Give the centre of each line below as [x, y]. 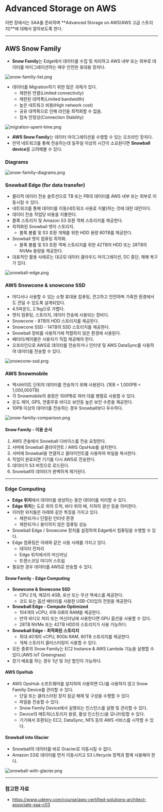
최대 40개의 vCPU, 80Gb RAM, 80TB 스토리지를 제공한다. [75, 636]
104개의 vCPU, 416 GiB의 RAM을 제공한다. [60, 612]
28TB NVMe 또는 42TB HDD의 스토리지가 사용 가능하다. [73, 624]
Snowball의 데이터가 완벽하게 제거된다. [49, 472]
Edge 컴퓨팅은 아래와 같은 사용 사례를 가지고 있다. [59, 542]
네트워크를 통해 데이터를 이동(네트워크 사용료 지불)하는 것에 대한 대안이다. [81, 208]
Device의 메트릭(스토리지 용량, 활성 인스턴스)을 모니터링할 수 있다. [82, 714]
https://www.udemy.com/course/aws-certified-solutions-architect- [79, 800]
